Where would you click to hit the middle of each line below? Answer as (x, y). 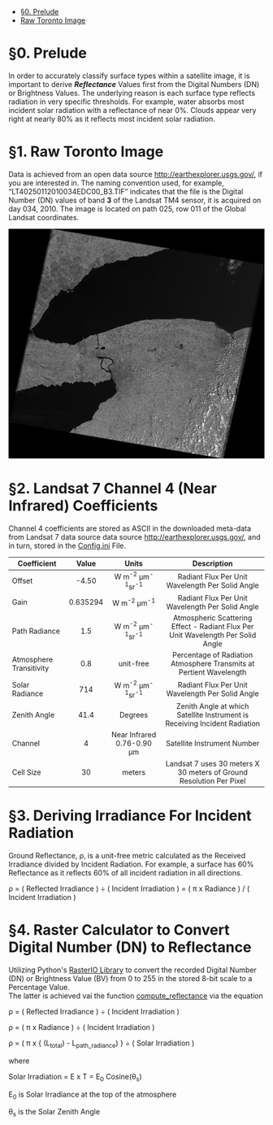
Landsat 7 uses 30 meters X (212, 763)
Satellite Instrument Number (213, 744)
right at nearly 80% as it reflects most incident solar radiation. (112, 119)
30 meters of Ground (212, 772)
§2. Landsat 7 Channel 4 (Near (113, 488)
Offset (22, 581)
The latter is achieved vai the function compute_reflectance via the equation (136, 996)
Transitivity (30, 668)
